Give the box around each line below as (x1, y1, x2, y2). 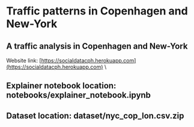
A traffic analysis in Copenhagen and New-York (6, 41, 188, 51)
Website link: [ (6, 57, 41, 64)
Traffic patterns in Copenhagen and (6, 4, 188, 18)
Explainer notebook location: (6, 81, 117, 91)
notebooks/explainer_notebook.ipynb (6, 90, 151, 101)
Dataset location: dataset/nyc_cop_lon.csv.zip (6, 110, 184, 121)
